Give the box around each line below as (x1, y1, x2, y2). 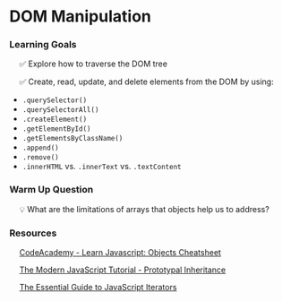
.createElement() (21, 115, 88, 125)
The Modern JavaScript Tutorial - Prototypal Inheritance (19, 264, 226, 275)
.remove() (21, 153, 60, 162)
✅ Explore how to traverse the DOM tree (19, 58, 168, 69)
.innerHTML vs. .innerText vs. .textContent (21, 161, 182, 172)
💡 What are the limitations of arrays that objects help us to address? (19, 203, 270, 214)
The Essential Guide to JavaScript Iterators (19, 282, 177, 293)
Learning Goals (9, 39, 78, 51)
